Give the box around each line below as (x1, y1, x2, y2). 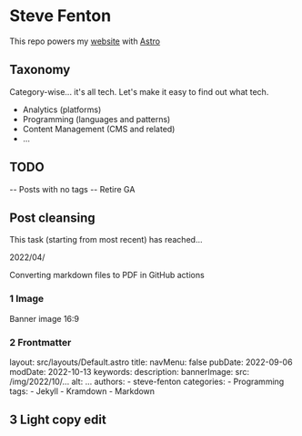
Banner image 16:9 (9, 313, 80, 324)
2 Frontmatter (9, 336, 72, 348)
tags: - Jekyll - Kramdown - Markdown (9, 385, 156, 397)
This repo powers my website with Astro (9, 36, 161, 47)
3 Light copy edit (9, 412, 106, 428)
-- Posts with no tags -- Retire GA (9, 183, 136, 194)
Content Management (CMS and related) (22, 123, 176, 134)
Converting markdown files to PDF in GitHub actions (9, 270, 205, 281)
